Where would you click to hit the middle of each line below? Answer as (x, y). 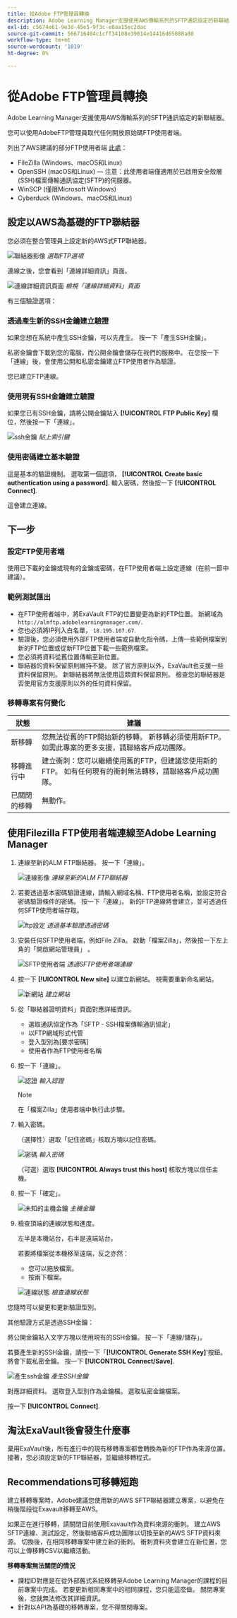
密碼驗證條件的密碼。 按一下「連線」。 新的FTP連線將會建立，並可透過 (119, 901)
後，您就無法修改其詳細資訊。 (61, 1598)
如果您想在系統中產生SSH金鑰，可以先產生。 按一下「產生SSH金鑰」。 (109, 337)
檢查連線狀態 (70, 1292)
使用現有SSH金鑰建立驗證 (51, 396)
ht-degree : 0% (28, 54)
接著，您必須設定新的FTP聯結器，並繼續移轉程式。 (81, 1458)
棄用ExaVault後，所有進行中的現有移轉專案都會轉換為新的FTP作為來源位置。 (118, 1448)
